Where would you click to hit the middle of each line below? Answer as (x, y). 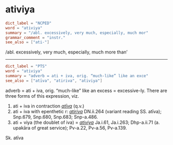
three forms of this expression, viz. (42, 96)
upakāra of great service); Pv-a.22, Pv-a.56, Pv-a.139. (70, 128)
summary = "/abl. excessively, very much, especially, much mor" (77, 33)
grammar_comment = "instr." (36, 38)
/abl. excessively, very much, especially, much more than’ (66, 52)
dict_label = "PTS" (26, 66)
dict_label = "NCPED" (29, 23)
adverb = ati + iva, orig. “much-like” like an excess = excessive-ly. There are (86, 90)
